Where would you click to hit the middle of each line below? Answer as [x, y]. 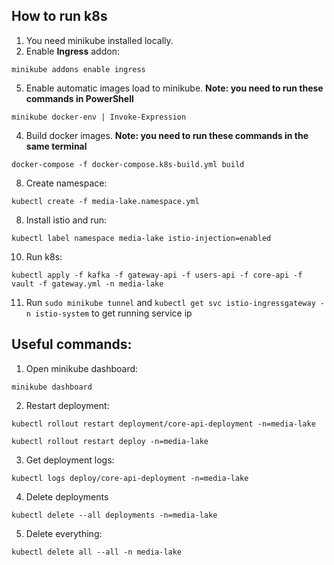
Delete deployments [67, 496]
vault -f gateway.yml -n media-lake [87, 284]
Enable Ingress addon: [72, 51]
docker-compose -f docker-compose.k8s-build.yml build [128, 164]
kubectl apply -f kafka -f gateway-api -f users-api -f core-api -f [157, 275]
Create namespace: [66, 183]
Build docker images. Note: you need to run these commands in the [167, 135]
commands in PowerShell [79, 98]
